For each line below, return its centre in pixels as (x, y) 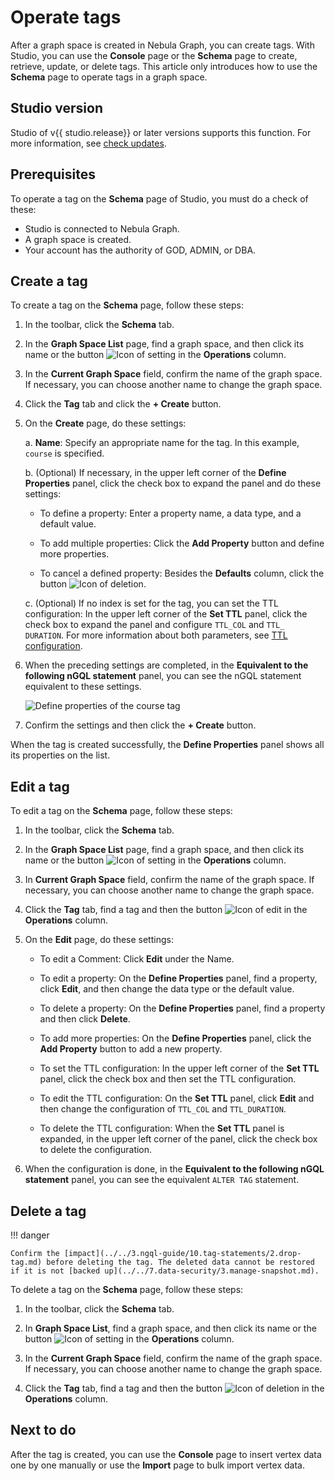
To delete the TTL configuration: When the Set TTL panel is (162, 1128)
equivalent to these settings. (83, 687)
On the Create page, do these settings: (105, 423)
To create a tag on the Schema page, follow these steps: (127, 305)
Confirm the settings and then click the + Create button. (140, 725)
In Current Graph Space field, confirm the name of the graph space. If (169, 880)
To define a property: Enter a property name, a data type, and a (170, 513)
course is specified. (64, 453)
